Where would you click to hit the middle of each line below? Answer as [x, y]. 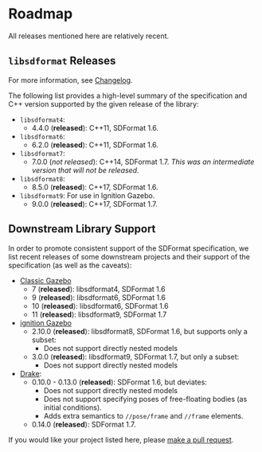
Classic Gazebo [45, 280]
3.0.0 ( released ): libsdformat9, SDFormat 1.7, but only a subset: [135, 357]
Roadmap [41, 14]
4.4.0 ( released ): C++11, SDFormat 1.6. [95, 127]
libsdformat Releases [62, 61]
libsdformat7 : [42, 153]
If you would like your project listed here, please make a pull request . [121, 439]
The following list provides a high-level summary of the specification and [128, 95]
